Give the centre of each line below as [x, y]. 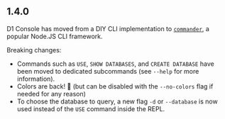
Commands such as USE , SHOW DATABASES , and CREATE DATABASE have [115, 64]
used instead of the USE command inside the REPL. [91, 108]
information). [36, 79]
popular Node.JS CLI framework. [55, 36]
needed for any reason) [51, 93]
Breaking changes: [34, 50]
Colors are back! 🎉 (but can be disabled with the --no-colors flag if [115, 86]
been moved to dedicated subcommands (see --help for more [108, 71]
